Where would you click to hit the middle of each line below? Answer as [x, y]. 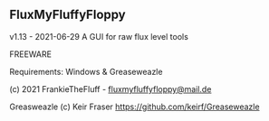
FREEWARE [31, 54]
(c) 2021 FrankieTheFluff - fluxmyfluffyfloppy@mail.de [110, 88]
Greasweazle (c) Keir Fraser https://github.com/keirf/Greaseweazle [134, 107]
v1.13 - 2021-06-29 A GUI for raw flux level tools [99, 36]
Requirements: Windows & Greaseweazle [86, 71]
